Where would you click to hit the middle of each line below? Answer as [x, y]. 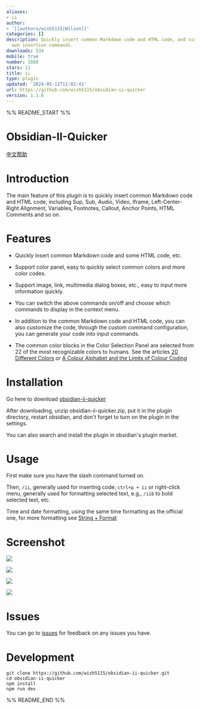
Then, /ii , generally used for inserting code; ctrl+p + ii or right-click [93, 487]
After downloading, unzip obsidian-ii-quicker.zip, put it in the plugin [89, 410]
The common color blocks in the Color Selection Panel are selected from [104, 345]
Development [40, 657]
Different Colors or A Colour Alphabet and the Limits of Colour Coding [101, 358]
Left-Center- [167, 202]
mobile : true [22, 56]
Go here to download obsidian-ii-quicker [56, 399]
